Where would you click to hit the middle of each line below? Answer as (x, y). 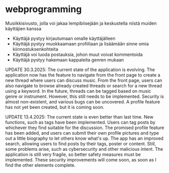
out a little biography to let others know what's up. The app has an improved (84, 138)
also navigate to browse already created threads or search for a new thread (84, 85)
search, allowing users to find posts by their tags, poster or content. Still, (81, 143)
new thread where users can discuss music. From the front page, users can (84, 80)
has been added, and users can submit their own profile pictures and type (82, 133)
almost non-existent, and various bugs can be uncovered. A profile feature (83, 101)
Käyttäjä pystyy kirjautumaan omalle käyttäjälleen (64, 38)
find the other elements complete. (40, 165)
